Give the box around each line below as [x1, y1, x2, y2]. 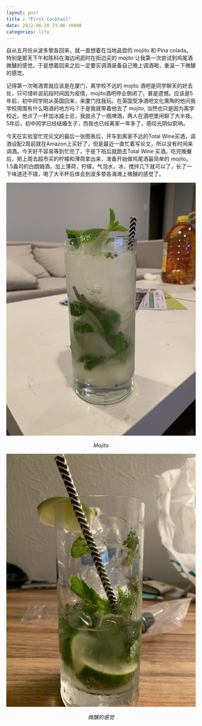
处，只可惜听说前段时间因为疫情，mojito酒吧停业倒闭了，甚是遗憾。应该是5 [6, 90, 194, 97]
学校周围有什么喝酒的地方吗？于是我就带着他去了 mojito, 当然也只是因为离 [6, 105, 189, 112]
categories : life [6, 29, 50, 35]
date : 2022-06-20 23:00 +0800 [6, 22, 82, 28]
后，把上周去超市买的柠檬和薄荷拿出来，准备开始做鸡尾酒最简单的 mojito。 [6, 155, 192, 163]
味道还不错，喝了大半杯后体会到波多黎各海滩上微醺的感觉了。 [11, 171, 164, 178]
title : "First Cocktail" [6, 16, 71, 22]
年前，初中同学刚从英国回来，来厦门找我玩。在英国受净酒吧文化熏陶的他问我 [6, 97, 196, 105]
